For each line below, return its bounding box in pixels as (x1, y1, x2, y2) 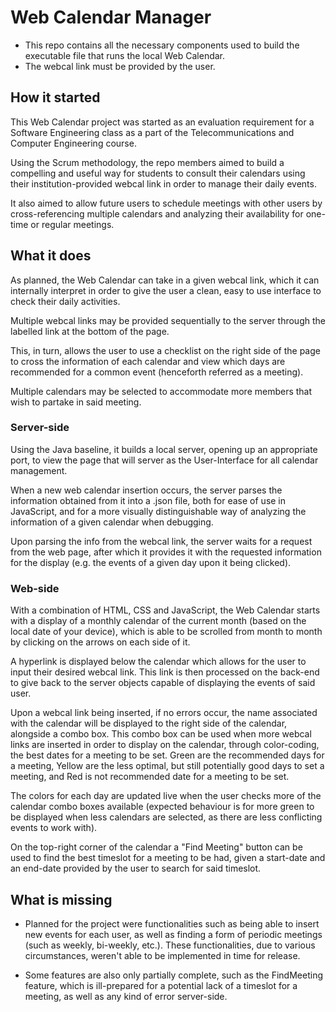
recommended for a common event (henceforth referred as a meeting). (10, 366, 304, 378)
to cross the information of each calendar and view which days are (10, 355, 286, 367)
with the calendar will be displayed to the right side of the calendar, (10, 717, 288, 730)
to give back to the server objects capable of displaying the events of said (10, 677, 316, 689)
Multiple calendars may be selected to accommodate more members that (10, 385, 313, 397)
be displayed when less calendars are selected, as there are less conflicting (10, 811, 323, 823)
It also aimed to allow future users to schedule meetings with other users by (10, 197, 323, 209)
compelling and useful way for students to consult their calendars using (10, 167, 306, 179)
